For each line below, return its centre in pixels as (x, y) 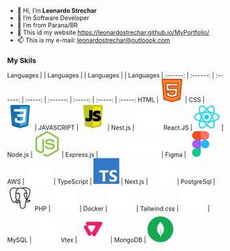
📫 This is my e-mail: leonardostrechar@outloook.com (93, 40)
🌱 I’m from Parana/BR (47, 25)
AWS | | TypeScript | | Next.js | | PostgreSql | (111, 182)
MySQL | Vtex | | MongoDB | (77, 240)
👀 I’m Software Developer (53, 18)
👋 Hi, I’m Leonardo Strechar (57, 11)
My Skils (22, 60)
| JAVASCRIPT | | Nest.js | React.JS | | (129, 128)
